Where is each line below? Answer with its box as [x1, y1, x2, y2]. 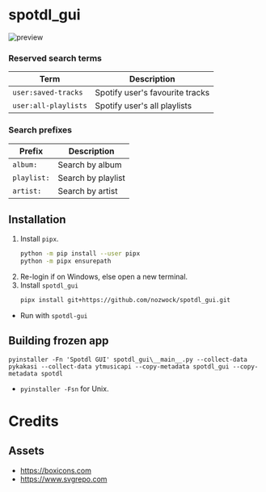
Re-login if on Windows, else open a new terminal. [19, 272, 188, 282]
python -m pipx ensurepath [19, 257, 112, 266]
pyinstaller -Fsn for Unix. [19, 384, 109, 393]
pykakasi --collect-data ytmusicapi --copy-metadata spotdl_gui [8, 362, 230, 371]
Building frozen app [8, 334, 109, 348]
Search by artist [57, 185, 118, 196]
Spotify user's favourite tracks [95, 87, 210, 99]
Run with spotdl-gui [19, 310, 88, 320]
